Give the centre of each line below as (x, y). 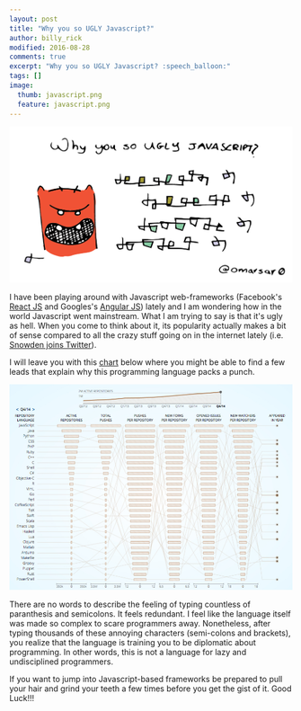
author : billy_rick (46, 38)
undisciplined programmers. (62, 662)
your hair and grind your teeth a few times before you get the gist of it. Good (150, 689)
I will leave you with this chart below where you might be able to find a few (147, 362)
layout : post (34, 19)
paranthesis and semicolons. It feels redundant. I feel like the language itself (150, 613)
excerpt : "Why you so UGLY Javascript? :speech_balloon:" (120, 67)
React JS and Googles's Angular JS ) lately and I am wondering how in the (146, 307)
